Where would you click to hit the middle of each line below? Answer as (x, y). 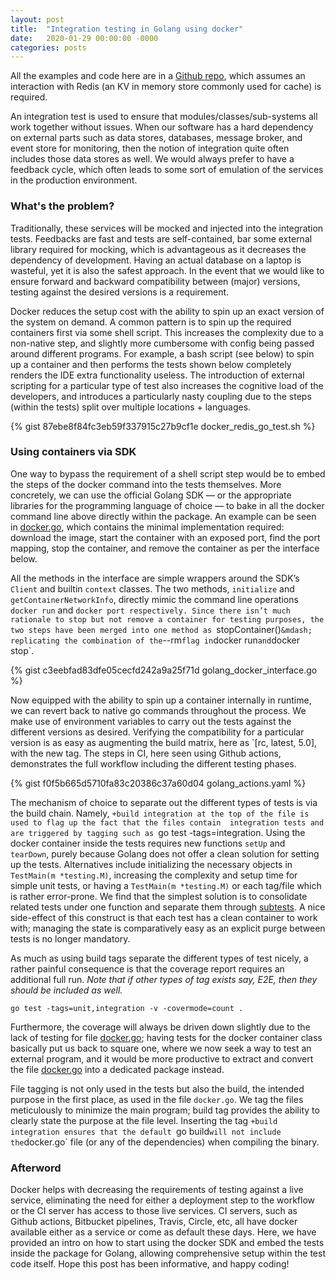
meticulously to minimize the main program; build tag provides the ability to (165, 1110)
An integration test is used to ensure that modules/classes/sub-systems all (164, 117)
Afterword (36, 1168)
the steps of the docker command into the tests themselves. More (146, 484)
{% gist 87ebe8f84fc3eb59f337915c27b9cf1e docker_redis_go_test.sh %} (163, 426)
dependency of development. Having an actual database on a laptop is (156, 260)
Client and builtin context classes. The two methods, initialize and (152, 588)
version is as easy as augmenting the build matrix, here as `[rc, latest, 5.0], (164, 742)
